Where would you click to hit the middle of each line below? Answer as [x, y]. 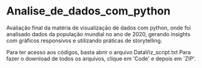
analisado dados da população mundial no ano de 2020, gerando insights [98, 34]
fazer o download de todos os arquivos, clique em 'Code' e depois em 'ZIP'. [101, 58]
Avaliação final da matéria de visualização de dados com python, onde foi [99, 28]
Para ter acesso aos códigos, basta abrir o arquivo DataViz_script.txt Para [99, 52]
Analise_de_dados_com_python [89, 11]
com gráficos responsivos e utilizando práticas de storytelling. [84, 40]
